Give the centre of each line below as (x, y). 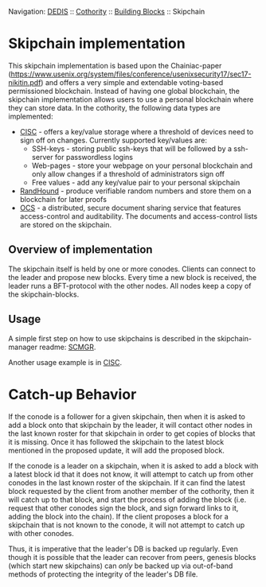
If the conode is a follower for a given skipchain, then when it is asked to (127, 416)
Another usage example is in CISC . (65, 362)
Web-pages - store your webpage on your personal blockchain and (142, 165)
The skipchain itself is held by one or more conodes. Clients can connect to (132, 269)
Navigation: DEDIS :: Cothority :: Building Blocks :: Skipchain (107, 12)
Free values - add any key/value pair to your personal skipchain (136, 182)
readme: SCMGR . (68, 347)
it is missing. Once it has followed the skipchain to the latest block (116, 441)
